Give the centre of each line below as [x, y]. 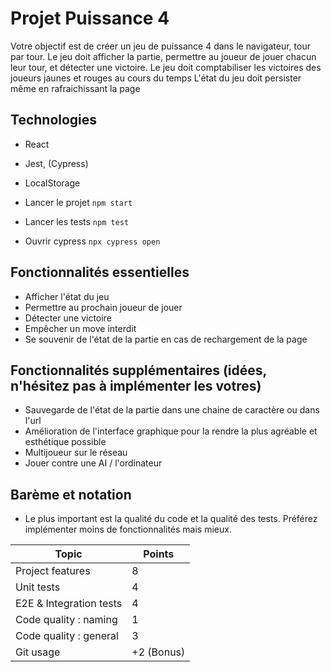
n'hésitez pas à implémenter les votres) [136, 385]
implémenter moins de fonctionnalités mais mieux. [128, 529]
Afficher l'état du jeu [67, 296]
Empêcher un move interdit [80, 328]
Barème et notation [71, 494]
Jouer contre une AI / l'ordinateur [93, 463]
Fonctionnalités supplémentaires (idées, [138, 370]
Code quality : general [67, 636]
